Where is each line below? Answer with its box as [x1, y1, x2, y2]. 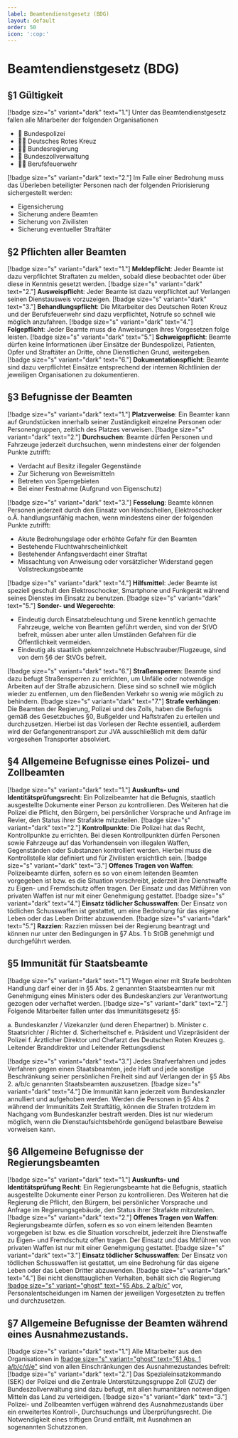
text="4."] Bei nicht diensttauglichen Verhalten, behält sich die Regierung [7, 1274, 221, 1282]
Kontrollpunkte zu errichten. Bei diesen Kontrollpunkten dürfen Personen [7, 831, 220, 839]
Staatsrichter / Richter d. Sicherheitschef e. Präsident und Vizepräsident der [7, 1028, 229, 1036]
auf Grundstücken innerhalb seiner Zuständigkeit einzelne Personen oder [7, 417, 222, 426]
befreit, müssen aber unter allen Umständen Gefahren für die [17, 630, 197, 639]
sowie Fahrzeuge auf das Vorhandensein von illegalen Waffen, [7, 838, 190, 847]
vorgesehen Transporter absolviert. [7, 735, 112, 743]
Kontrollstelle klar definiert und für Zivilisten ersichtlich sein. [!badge [7, 854, 207, 862]
